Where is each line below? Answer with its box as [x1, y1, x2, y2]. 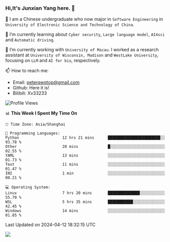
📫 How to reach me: [5, 68, 49, 74]
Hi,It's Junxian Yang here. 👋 [5, 5, 75, 12]
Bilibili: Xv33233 [12, 90, 47, 96]
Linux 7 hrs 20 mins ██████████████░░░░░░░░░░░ [5, 191, 165, 196]
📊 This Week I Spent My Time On [5, 110, 77, 116]
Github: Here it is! [12, 85, 49, 91]
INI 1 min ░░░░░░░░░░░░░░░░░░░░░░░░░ [5, 171, 165, 176]
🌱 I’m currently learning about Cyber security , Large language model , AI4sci [5, 32, 165, 38]
